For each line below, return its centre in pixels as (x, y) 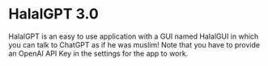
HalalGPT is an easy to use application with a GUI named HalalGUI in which (134, 36)
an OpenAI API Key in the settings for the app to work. (98, 53)
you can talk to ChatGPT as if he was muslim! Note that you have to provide (134, 44)
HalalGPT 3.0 (53, 14)
